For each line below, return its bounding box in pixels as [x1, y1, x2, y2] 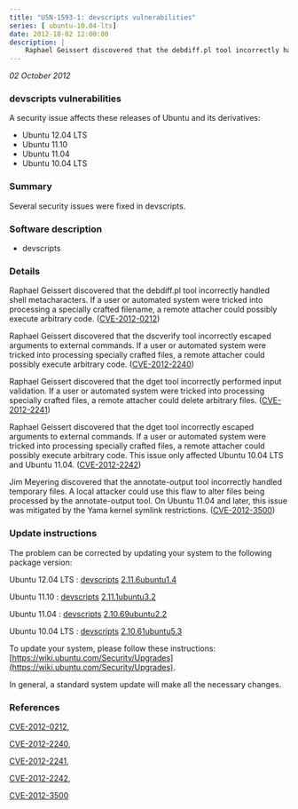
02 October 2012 [9, 70, 71, 81]
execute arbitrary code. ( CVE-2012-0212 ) [9, 313, 161, 324]
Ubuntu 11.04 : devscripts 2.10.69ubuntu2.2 [9, 608, 167, 619]
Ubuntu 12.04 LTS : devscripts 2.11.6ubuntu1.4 [9, 574, 177, 584]
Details [9, 265, 41, 277]
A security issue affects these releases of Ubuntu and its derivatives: [9, 113, 261, 123]
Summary [9, 180, 53, 193]
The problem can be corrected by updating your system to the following [9, 547, 272, 558]
